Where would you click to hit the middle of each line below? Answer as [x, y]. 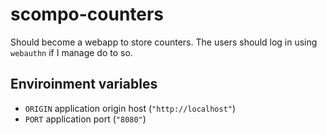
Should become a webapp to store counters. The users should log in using [164, 42]
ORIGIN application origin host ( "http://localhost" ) [130, 108]
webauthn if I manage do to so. [71, 52]
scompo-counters [87, 14]
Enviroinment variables [84, 84]
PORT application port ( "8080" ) [85, 119]
